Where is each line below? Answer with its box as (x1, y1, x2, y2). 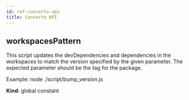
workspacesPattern (6, 36, 82, 46)
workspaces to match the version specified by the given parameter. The (6, 58, 183, 65)
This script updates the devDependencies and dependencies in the (6, 51, 171, 59)
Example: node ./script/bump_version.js (6, 76, 103, 83)
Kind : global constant (6, 87, 60, 95)
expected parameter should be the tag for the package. (6, 64, 142, 72)
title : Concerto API (6, 14, 58, 20)
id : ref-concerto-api (6, 8, 60, 15)
